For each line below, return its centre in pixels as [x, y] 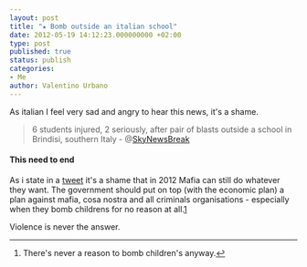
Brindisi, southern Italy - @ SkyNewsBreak [111, 139]
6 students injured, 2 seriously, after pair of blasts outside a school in [162, 129]
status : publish [40, 60]
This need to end [42, 159]
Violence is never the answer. [65, 226]
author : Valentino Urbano [58, 86]
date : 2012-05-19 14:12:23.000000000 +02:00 [95, 35]
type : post [30, 43]
